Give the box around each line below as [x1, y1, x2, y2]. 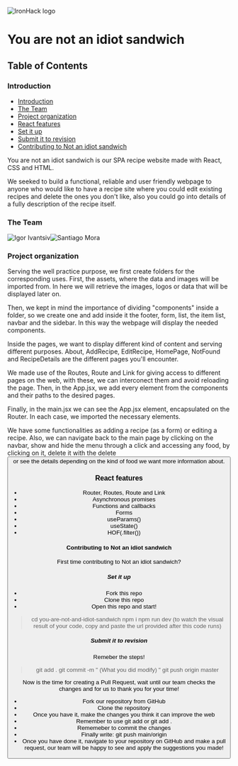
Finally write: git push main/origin [81, 731, 167, 738]
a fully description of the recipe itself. [7, 199, 116, 208]
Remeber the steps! [93, 653, 145, 661]
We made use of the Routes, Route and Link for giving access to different [7, 368, 221, 377]
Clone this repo [103, 596, 144, 604]
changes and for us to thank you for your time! [59, 685, 179, 693]
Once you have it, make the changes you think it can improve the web [33, 711, 215, 719]
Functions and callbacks [92, 502, 156, 509]
